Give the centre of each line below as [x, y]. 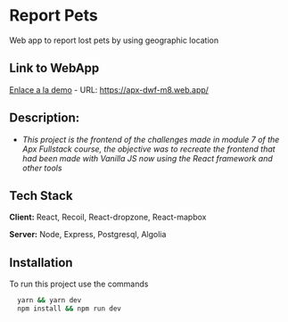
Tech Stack [41, 196]
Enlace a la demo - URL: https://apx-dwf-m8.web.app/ [109, 89]
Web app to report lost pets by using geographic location [114, 40]
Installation [41, 263]
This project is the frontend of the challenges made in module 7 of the [151, 139]
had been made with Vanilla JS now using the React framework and [148, 158]
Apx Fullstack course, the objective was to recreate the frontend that [148, 149]
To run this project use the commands [79, 284]
